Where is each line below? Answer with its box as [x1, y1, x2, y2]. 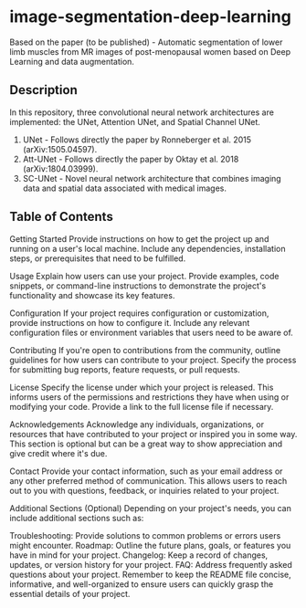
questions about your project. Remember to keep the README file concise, [9, 569, 291, 580]
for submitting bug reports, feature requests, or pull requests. [9, 363, 240, 375]
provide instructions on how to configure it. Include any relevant [9, 317, 250, 328]
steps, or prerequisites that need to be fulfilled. [9, 253, 186, 264]
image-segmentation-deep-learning [9, 6, 292, 27]
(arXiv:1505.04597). [22, 143, 98, 154]
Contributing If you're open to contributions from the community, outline [9, 344, 281, 355]
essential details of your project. [9, 588, 131, 599]
